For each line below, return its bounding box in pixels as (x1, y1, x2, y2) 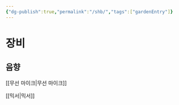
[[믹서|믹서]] (5, 92, 35, 99)
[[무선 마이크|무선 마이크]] (5, 79, 67, 86)
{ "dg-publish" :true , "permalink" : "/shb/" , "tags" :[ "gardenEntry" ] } (5, 8, 173, 15)
